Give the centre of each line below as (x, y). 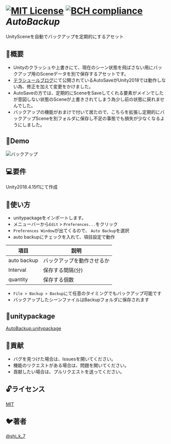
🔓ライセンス (25, 389)
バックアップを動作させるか (76, 261)
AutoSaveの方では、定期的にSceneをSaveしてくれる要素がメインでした (89, 93)
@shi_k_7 (16, 436)
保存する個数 (59, 280)
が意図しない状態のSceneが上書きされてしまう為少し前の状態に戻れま (87, 99)
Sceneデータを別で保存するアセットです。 (84, 73)
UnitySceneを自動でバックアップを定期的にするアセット (65, 36)
